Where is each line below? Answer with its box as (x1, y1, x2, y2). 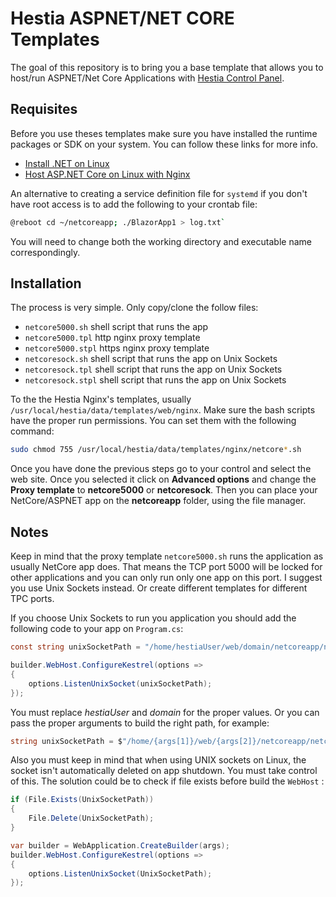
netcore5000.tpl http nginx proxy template (24, 332, 201, 344)
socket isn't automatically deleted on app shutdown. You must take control (10, 765, 318, 777)
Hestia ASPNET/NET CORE (10, 7, 235, 30)
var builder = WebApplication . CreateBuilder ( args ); (10, 840, 230, 851)
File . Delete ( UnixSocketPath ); (28, 813, 155, 824)
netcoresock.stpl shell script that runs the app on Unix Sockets (24, 374, 287, 386)
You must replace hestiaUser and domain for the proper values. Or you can (10, 706, 320, 718)
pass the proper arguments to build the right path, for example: (10, 717, 270, 729)
